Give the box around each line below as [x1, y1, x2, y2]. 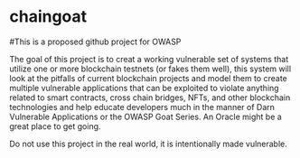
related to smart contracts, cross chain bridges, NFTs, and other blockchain [9, 92, 291, 103]
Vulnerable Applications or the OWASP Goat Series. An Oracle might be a [9, 111, 282, 122]
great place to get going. [9, 120, 101, 132]
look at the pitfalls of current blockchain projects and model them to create [9, 72, 287, 83]
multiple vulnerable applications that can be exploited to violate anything [9, 82, 279, 93]
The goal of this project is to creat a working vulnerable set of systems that [9, 53, 289, 64]
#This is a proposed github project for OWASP [9, 36, 182, 47]
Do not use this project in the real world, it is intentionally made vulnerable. [9, 138, 287, 149]
